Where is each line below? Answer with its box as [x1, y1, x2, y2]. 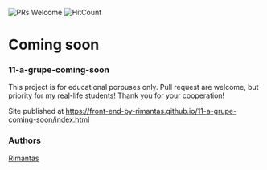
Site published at [8, 107, 64, 116]
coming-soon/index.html [8, 115, 90, 124]
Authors [8, 135, 42, 146]
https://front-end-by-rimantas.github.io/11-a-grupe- [65, 107, 237, 116]
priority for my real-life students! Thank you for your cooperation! [8, 91, 225, 100]
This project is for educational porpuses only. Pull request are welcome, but [8, 83, 259, 92]
